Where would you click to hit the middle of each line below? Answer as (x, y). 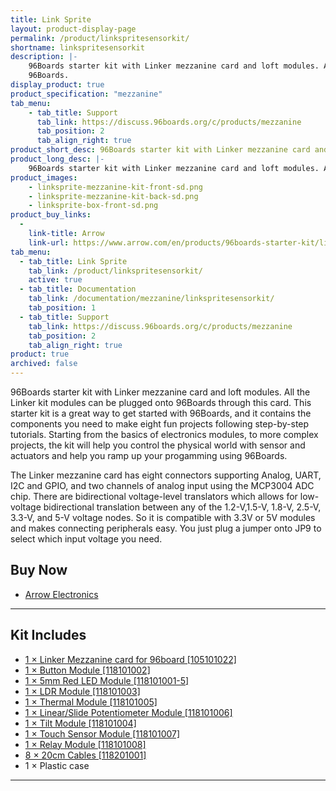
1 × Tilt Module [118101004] (80, 723)
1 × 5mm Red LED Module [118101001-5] (107, 680)
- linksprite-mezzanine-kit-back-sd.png (113, 196)
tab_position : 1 (62, 308)
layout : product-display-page (73, 29)
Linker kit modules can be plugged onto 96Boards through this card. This (161, 402)
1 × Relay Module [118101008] (85, 744)
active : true (55, 280)
